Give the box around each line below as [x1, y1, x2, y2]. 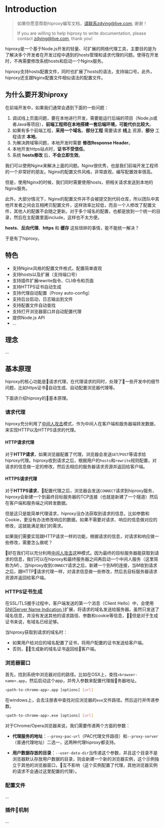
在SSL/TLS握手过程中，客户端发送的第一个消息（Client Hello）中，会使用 [5, 601, 154, 606]
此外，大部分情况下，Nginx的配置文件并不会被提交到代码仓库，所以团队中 [5, 196, 155, 202]
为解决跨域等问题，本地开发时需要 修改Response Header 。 [12, 140, 133, 146]
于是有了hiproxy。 [5, 235, 42, 241]
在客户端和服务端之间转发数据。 [5, 500, 70, 506]
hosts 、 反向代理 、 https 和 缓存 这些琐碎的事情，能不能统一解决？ [5, 225, 139, 230]
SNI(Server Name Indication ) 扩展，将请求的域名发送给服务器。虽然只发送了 [5, 606, 160, 612]
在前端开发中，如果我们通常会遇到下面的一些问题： [5, 105, 109, 111]
